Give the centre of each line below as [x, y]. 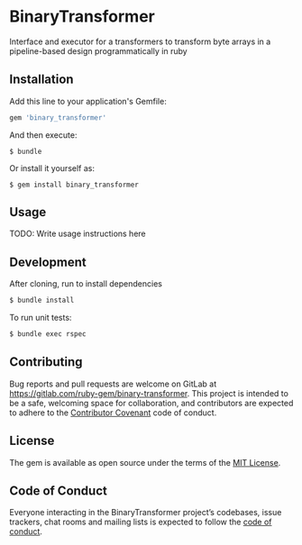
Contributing [46, 362]
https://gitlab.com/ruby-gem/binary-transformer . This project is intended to [149, 393]
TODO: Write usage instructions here [78, 234]
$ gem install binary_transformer [74, 185]
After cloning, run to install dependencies [86, 284]
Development [48, 262]
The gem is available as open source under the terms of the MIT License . [145, 462]
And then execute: [43, 135]
